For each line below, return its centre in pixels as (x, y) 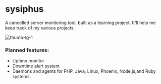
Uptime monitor (28, 61)
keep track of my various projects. (40, 28)
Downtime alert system (36, 66)
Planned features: (27, 50)
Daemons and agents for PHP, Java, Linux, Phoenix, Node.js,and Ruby (84, 71)
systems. (22, 77)
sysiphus (25, 9)
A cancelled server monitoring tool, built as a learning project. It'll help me (80, 23)
